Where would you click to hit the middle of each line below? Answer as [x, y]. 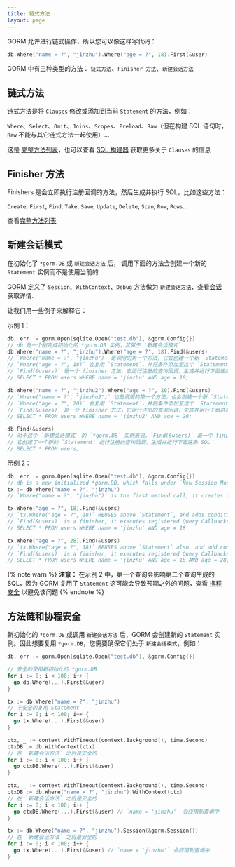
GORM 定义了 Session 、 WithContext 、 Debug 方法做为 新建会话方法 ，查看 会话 [115, 287]
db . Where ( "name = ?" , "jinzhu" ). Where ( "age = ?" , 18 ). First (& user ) [108, 54]
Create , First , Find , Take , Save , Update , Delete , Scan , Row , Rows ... [98, 206]
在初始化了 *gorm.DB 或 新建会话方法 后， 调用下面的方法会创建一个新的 [107, 263]
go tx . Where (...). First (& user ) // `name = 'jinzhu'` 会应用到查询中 [112, 850]
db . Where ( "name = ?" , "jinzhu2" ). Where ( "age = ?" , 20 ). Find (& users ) [109, 390]
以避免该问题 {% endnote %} [63, 592]
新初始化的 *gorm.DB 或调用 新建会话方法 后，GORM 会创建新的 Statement [110, 635]
